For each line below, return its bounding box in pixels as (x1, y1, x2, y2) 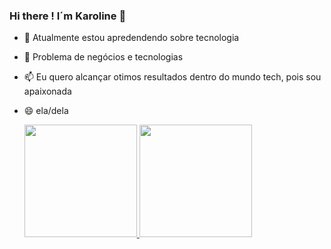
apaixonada (23, 85, 72, 98)
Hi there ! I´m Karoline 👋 (9, 9, 127, 23)
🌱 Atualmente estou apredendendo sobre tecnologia (23, 32, 240, 44)
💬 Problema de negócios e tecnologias (23, 51, 184, 63)
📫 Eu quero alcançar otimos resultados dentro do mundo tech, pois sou (23, 71, 322, 83)
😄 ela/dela (23, 105, 69, 117)
